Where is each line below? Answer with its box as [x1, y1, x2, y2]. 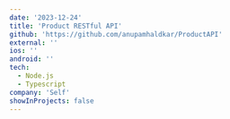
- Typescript [17, 80, 66, 89]
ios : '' [9, 47, 39, 55]
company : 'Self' [9, 88, 70, 97]
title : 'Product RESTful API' [9, 21, 123, 30]
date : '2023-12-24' [9, 13, 83, 22]
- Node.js [17, 72, 54, 81]
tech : [9, 64, 30, 72]
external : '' [9, 38, 58, 47]
